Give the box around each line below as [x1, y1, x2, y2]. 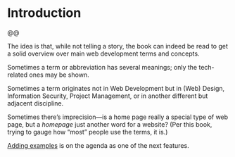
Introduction [7, 5, 82, 21]
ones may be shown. [29, 70, 89, 79]
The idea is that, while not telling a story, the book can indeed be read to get [7, 42, 229, 50]
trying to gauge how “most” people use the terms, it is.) [7, 127, 168, 136]
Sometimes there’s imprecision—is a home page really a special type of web [7, 113, 229, 121]
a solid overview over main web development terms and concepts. [7, 49, 200, 58]
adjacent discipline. [7, 99, 64, 107]
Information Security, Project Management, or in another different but [7, 92, 208, 100]
